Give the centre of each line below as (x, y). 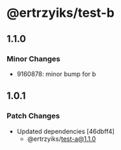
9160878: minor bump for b (56, 74)
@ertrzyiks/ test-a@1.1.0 (62, 139)
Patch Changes (33, 116)
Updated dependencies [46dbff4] (66, 131)
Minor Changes (33, 59)
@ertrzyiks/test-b (60, 13)
